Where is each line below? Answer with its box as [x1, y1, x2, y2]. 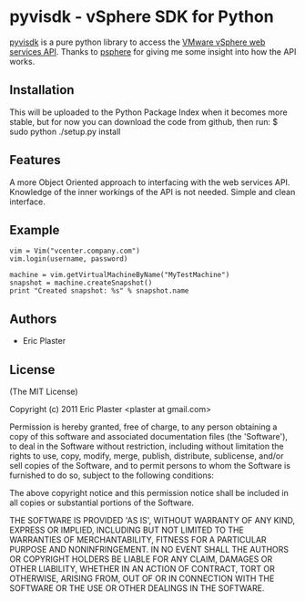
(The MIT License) [9, 386, 79, 397]
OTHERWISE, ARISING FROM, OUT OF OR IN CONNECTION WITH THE [9, 573, 275, 584]
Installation [9, 82, 75, 98]
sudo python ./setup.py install [9, 126, 121, 137]
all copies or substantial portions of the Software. [9, 497, 194, 508]
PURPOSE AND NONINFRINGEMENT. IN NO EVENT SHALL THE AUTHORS [9, 544, 290, 554]
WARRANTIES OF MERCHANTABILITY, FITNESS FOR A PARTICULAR [9, 534, 267, 544]
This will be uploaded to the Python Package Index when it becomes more [9, 107, 289, 118]
